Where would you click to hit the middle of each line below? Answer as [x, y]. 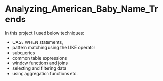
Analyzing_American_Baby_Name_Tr [81, 9]
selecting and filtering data [39, 68]
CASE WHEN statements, [37, 42]
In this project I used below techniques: [45, 33]
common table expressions [39, 58]
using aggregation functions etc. [45, 73]
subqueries [23, 53]
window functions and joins [40, 63]
